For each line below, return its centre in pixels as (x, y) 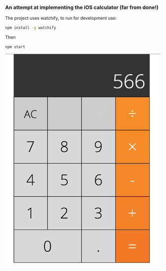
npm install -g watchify (31, 28)
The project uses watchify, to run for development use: (61, 18)
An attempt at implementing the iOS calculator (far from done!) (82, 7)
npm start (15, 47)
